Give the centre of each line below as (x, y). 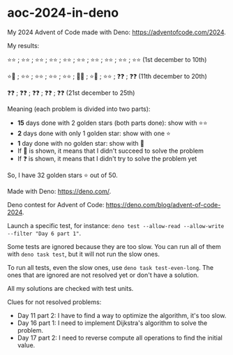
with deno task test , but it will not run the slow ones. (84, 254)
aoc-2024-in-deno (63, 13)
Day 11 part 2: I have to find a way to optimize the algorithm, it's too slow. (122, 315)
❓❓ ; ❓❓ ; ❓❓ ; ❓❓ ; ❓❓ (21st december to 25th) (71, 93)
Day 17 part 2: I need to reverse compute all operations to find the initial (120, 338)
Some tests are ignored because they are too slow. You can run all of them (114, 246)
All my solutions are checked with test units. (70, 288)
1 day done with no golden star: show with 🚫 (81, 143)
